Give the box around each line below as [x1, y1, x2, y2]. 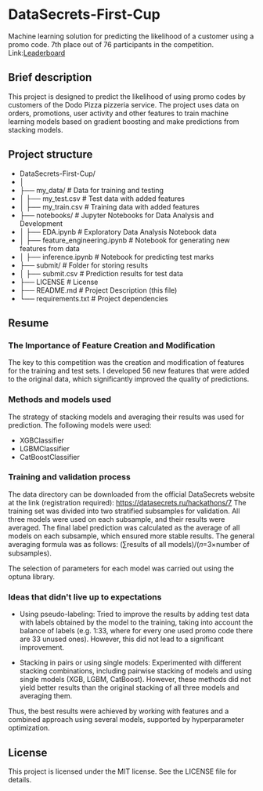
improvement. [19, 643, 65, 652]
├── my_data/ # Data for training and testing [19, 185, 164, 195]
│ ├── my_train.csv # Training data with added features [19, 202, 200, 211]
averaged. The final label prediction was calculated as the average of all [8, 523, 240, 532]
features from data [19, 243, 80, 253]
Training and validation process [8, 472, 131, 483]
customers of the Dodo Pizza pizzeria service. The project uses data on [8, 100, 240, 109]
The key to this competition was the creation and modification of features [8, 358, 245, 367]
